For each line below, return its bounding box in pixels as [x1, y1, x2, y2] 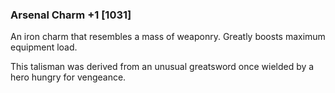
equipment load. [10, 41, 78, 53]
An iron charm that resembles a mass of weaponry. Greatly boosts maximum [10, 31, 326, 43]
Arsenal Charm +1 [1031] [10, 8, 132, 22]
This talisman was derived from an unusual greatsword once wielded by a [10, 61, 315, 73]
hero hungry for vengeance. [10, 71, 127, 83]
